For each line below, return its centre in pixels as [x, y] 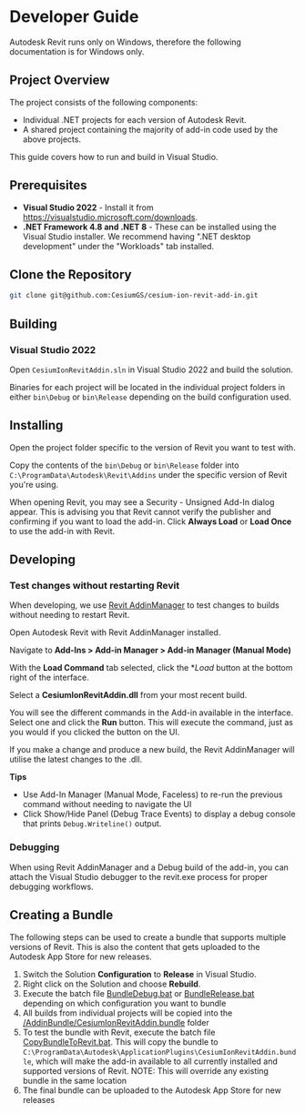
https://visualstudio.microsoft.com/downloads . [110, 217]
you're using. [34, 484]
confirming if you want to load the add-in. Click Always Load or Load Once [151, 521]
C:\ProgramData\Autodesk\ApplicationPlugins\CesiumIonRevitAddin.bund [159, 1052]
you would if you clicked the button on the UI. [95, 732]
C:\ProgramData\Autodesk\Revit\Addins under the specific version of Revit [148, 474]
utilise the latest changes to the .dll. [76, 759]
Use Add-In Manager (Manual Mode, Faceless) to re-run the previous [152, 794]
